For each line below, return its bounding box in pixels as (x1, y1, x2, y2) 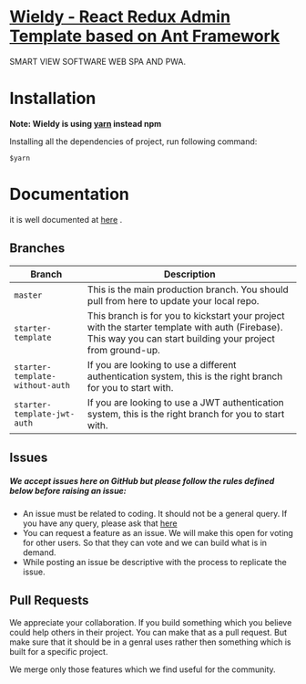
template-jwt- (14, 408, 76, 419)
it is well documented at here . (9, 214, 123, 225)
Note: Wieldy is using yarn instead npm (9, 118, 162, 129)
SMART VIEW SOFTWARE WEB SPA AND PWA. (9, 56, 187, 67)
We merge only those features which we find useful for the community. (9, 664, 276, 675)
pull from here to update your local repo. (87, 294, 260, 307)
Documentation (9, 184, 130, 205)
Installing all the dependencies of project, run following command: (9, 135, 258, 147)
